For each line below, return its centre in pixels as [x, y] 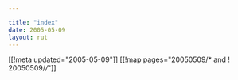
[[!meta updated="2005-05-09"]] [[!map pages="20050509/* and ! [119, 59]
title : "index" [33, 22]
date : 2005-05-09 [37, 30]
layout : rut [28, 37]
